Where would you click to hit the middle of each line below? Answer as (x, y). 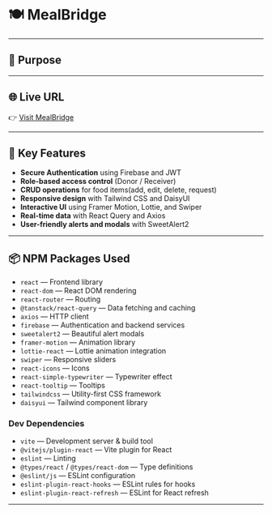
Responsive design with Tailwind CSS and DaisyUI (105, 199)
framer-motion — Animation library (78, 342)
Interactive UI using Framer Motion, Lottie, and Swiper (111, 207)
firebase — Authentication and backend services (102, 325)
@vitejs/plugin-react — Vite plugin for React (96, 450)
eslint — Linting (48, 459)
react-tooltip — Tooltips (63, 386)
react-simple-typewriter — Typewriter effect (96, 377)
